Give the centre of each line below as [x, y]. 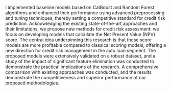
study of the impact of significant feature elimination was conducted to [80, 61]
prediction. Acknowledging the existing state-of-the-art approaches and [81, 23]
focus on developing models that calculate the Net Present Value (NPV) [80, 34]
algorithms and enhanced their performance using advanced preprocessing [85, 13]
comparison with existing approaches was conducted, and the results [79, 72]
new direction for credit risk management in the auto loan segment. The [81, 51]
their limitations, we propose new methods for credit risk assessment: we [82, 29]
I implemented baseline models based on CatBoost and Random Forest [80, 7]
